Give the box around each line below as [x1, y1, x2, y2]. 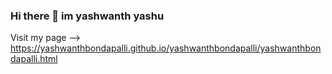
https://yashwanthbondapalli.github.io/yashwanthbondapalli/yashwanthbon [10, 42, 322, 54]
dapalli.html [10, 53, 58, 65]
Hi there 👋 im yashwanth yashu [10, 9, 165, 23]
